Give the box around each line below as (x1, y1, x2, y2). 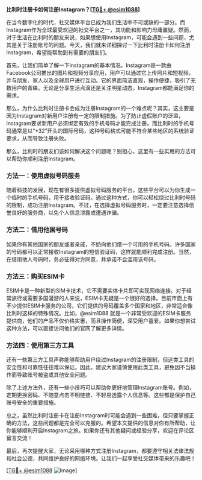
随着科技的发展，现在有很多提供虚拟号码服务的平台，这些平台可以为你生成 (6, 186, 191, 194)
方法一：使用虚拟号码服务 (6, 171, 81, 180)
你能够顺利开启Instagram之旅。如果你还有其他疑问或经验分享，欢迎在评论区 (6, 427, 194, 434)
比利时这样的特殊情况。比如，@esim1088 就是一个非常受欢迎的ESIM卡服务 (6, 309, 191, 317)
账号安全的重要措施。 (6, 399, 59, 406)
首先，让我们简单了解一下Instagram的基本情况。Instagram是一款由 (6, 62, 172, 69)
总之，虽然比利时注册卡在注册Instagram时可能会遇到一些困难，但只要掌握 (6, 412, 189, 419)
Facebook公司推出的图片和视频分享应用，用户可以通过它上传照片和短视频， (6, 69, 194, 76)
